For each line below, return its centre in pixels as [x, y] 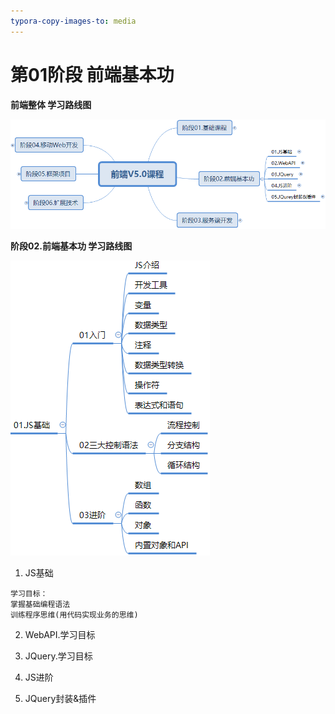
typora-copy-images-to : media [73, 21]
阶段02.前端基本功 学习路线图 [71, 246]
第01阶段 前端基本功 [92, 74]
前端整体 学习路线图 [51, 104]
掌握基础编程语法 [40, 605]
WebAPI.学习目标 [60, 635]
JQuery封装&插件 [60, 699]
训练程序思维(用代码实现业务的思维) [74, 615]
